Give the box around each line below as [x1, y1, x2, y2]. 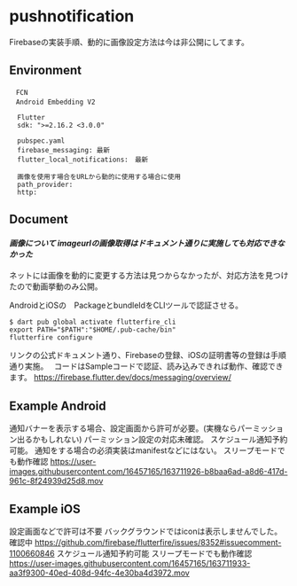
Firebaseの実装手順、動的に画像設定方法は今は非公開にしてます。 [9, 36, 250, 47]
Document [9, 212, 68, 227]
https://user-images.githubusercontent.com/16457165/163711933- [9, 558, 251, 568]
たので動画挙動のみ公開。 [9, 281, 103, 292]
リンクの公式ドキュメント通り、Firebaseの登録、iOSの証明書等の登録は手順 [9, 350, 286, 361]
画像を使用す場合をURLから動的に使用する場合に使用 [17, 172, 182, 181]
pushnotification [9, 6, 135, 27]
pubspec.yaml [17, 136, 66, 145]
